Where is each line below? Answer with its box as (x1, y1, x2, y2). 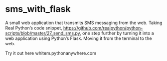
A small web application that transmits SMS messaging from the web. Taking (5, 20, 163, 26)
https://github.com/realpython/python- (63, 25, 143, 30)
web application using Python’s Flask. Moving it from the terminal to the (5, 35, 152, 41)
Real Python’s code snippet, (5, 25, 62, 30)
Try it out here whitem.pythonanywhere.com (5, 50, 96, 56)
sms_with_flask (5, 3, 71, 15)
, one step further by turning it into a (79, 30, 155, 36)
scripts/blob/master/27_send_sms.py (5, 30, 80, 36)
